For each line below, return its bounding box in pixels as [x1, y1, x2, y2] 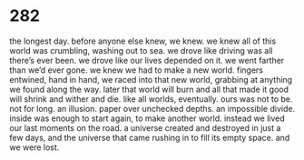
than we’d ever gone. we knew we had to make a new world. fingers [9, 65, 264, 75]
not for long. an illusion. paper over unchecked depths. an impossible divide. [9, 103, 296, 114]
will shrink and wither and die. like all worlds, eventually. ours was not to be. [9, 93, 293, 105]
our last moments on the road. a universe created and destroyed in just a [9, 122, 281, 133]
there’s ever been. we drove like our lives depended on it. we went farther [9, 55, 285, 65]
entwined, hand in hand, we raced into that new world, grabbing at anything [9, 74, 293, 85]
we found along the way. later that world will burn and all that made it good [9, 84, 289, 95]
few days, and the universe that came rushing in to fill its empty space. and [9, 132, 290, 143]
